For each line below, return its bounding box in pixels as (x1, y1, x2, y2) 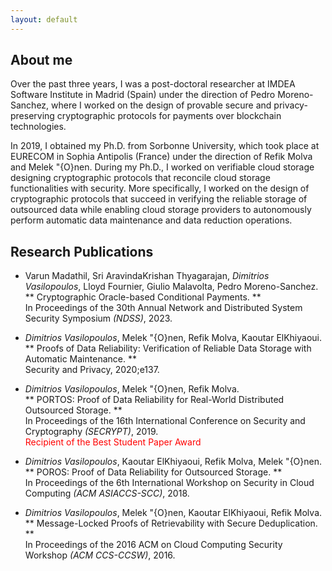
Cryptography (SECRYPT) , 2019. (24, 426, 159, 438)
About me (10, 52, 73, 69)
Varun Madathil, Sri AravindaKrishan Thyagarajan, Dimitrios (24, 270, 270, 282)
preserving (10, 110, 55, 122)
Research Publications (10, 243, 154, 260)
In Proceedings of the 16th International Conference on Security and (24, 415, 306, 427)
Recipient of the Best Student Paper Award (24, 436, 202, 448)
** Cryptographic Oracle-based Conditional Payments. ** (24, 291, 262, 303)
